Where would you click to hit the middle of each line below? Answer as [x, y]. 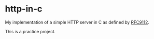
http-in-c [24, 9]
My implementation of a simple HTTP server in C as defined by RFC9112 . [77, 22]
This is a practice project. [30, 31]
